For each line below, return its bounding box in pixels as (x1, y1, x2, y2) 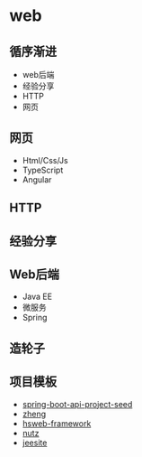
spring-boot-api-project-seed (22, 398, 133, 409)
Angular (22, 173, 52, 185)
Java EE (22, 291, 52, 303)
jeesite (22, 437, 48, 448)
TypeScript (22, 164, 64, 175)
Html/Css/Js (22, 154, 69, 165)
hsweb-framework (22, 417, 92, 429)
